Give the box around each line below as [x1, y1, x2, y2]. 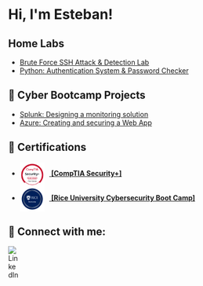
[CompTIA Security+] [50, 169, 122, 178]
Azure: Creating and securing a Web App [19, 118, 153, 127]
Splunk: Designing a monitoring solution [19, 109, 149, 119]
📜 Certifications [8, 141, 87, 154]
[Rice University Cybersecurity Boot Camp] [50, 193, 196, 203]
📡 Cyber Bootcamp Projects [8, 89, 147, 102]
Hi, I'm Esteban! [8, 5, 114, 24]
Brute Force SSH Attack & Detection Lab [19, 57, 150, 67]
